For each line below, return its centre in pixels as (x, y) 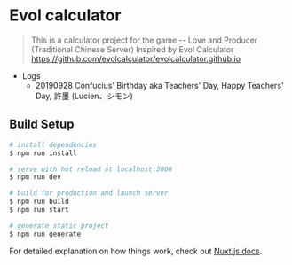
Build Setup (42, 125)
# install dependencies (53, 144)
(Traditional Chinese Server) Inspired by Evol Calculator (132, 49)
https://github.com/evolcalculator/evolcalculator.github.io (136, 58)
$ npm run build (39, 202)
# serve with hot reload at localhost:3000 (91, 169)
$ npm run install (43, 153)
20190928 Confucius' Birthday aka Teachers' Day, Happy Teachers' (159, 85)
